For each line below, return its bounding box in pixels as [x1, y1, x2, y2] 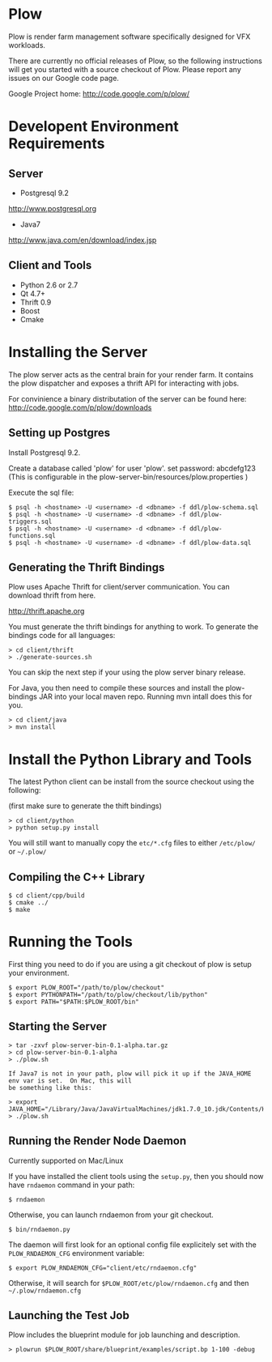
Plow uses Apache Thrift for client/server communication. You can [8, 582, 230, 592]
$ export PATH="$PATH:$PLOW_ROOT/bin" [8, 998, 139, 1006]
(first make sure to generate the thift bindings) [8, 801, 162, 811]
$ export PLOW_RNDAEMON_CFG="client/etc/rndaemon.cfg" [8, 1264, 198, 1272]
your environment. [8, 968, 70, 977]
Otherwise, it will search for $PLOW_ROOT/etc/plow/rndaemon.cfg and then [8, 1278, 249, 1288]
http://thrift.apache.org [8, 607, 85, 616]
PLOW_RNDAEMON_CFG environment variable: [8, 1248, 145, 1258]
